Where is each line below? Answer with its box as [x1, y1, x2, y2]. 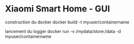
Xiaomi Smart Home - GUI [5, 3, 110, 14]
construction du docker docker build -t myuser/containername [5, 19, 130, 25]
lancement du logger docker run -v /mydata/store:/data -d [5, 28, 121, 34]
